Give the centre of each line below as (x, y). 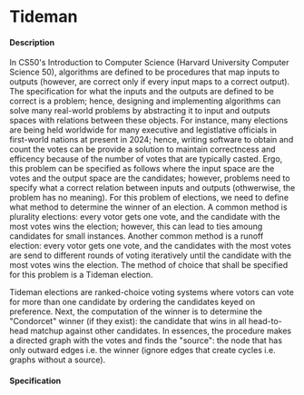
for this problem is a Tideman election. (81, 275)
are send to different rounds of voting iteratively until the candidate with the (151, 255)
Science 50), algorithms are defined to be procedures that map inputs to (144, 72)
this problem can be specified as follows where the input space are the (142, 169)
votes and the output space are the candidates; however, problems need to (150, 178)
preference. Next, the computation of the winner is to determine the (136, 311)
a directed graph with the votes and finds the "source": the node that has (146, 341)
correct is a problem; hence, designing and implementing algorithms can (145, 101)
